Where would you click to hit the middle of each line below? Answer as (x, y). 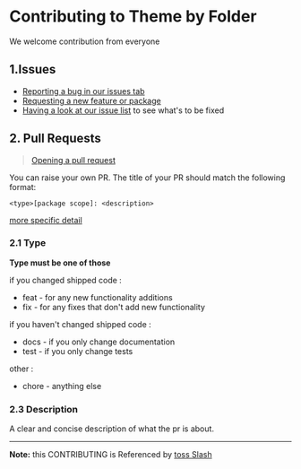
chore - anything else (62, 386)
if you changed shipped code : (66, 280)
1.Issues (33, 69)
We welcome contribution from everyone (85, 41)
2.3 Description (44, 409)
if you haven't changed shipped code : (81, 324)
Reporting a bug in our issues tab (83, 91)
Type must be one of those (60, 263)
